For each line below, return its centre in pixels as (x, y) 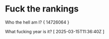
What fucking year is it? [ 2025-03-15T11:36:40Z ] (55, 31)
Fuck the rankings (42, 9)
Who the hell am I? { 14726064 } (37, 22)
